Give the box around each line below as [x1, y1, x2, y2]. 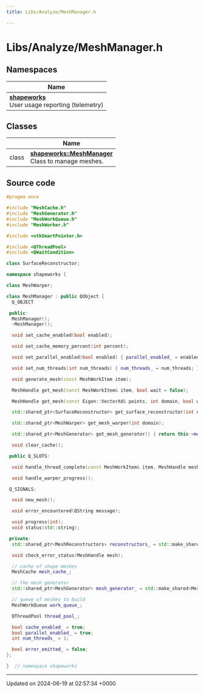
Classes [6, 121, 38, 131]
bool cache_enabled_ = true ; [12, 624, 86, 630]
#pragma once [6, 194, 39, 200]
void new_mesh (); [12, 497, 56, 503]
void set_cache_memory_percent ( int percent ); [12, 343, 129, 350]
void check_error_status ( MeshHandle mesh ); [12, 552, 123, 559]
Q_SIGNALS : [8, 486, 36, 492]
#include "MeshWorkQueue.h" [6, 216, 78, 222]
